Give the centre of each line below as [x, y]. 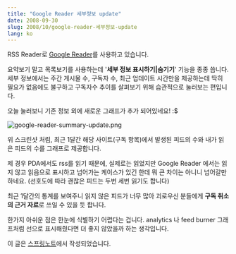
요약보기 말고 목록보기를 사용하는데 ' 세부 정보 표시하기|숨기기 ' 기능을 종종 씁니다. [118, 69]
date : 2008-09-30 [33, 20]
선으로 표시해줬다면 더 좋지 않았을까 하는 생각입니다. [97, 229]
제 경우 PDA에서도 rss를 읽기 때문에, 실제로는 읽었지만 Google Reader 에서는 [114, 164]
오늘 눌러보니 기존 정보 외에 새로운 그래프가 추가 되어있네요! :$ [93, 111]
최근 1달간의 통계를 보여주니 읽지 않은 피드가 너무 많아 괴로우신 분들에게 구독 [112, 196]
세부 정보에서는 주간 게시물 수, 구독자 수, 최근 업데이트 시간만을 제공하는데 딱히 [115, 78]
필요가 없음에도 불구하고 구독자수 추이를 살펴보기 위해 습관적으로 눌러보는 [108, 87]
